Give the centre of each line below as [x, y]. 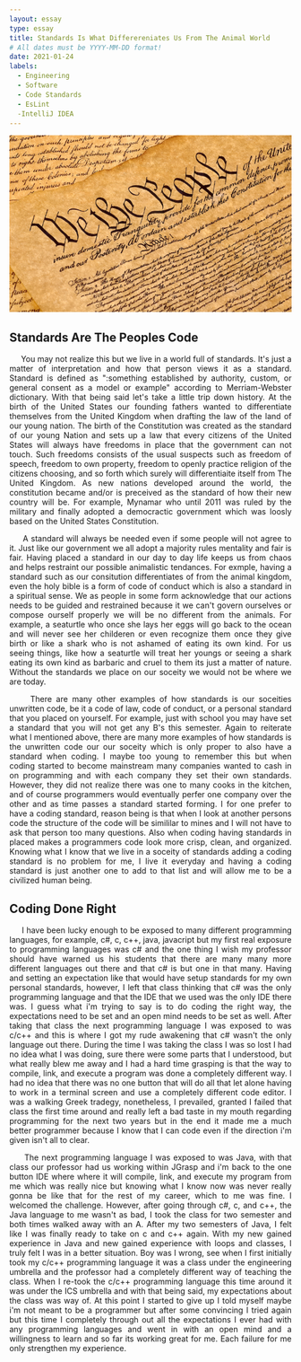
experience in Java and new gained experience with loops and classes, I [150, 1243]
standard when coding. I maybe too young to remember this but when [150, 756]
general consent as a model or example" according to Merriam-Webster [150, 388]
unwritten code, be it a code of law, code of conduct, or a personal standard [150, 708]
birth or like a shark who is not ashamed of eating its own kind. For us [150, 644]
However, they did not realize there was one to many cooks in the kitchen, [150, 785]
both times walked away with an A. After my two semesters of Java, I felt [150, 1224]
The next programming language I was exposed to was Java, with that [158, 1157]
